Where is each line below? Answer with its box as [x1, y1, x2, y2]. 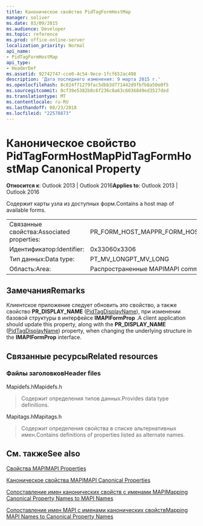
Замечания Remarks [6, 285, 86, 295]
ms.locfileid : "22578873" [6, 110, 71, 116]
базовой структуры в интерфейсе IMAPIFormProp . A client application [6, 314, 186, 321]
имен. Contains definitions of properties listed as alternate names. [21, 431, 185, 438]
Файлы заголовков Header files [6, 369, 101, 378]
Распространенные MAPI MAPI [89, 265, 179, 273]
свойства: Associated [9, 228, 71, 236]
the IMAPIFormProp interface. [6, 334, 82, 341]
